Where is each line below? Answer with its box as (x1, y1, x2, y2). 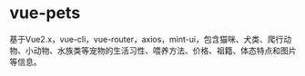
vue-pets (9, 3, 81, 24)
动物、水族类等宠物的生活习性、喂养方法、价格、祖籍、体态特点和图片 (33, 44, 297, 56)
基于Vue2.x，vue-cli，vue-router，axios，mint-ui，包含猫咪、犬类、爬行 (9, 33, 284, 44)
